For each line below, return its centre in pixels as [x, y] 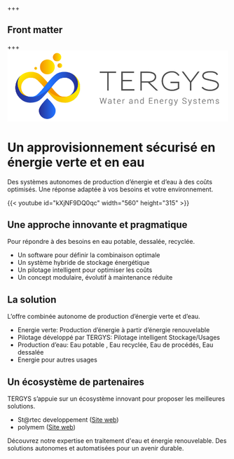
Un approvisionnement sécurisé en [111, 147]
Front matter [35, 30]
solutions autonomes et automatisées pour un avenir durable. [96, 448]
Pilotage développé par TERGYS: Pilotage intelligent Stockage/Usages [119, 338]
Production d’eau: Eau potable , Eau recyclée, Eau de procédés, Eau [115, 345]
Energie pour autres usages [57, 360]
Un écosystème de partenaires [76, 382]
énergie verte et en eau [76, 162]
